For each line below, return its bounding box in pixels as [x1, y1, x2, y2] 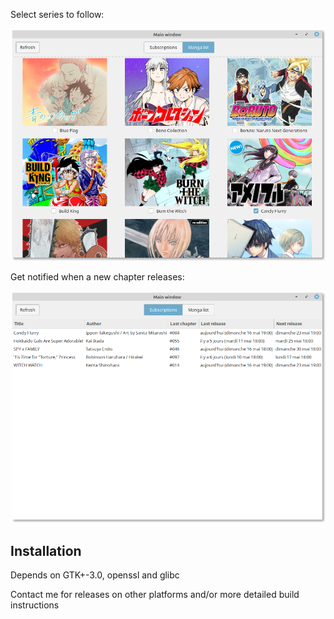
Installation [10, 542, 82, 559]
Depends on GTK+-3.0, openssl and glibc [10, 569, 180, 581]
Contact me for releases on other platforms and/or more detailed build [10, 589, 300, 601]
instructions [10, 599, 60, 611]
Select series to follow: [10, 9, 105, 20]
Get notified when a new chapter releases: [10, 270, 185, 283]
